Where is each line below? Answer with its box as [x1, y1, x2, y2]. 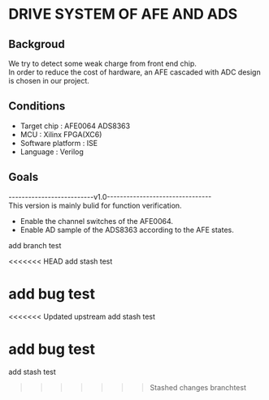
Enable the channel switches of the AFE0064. [20, 216, 173, 226]
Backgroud [8, 37, 65, 51]
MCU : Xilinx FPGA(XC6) [20, 129, 102, 139]
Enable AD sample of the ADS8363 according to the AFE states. [20, 225, 234, 234]
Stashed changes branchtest [150, 382, 246, 392]
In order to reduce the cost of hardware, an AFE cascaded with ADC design [8, 67, 262, 77]
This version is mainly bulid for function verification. [8, 200, 182, 210]
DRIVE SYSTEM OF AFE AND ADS [8, 5, 238, 24]
